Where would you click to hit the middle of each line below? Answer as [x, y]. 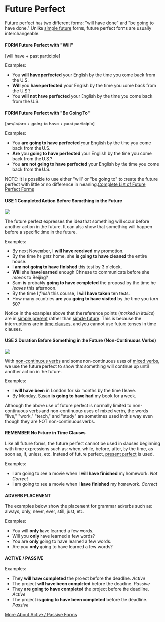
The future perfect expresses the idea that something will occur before [77, 221]
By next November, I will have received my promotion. [68, 251]
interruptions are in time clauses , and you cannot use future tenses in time [81, 324]
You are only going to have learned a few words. [62, 541]
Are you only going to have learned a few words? [62, 547]
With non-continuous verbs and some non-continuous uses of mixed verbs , [82, 361]
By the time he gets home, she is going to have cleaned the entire [80, 256]
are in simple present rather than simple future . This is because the [73, 318]
